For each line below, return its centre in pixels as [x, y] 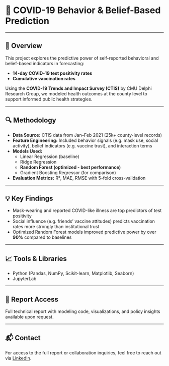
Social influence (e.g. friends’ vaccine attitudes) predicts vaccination [83, 221]
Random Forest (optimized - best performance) [70, 167]
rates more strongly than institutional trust [56, 227]
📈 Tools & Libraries [36, 259]
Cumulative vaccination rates [44, 78]
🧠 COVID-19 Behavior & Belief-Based [83, 10]
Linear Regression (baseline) [50, 156]
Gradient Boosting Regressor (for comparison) [68, 172]
